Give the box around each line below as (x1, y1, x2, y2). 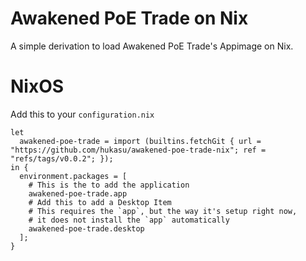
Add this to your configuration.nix (10, 108, 155, 120)
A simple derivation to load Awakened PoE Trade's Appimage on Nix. (10, 40, 294, 52)
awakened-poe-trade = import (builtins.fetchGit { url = (19, 136, 262, 146)
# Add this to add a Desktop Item (28, 197, 172, 207)
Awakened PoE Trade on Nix (10, 7, 249, 30)
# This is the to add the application (28, 180, 190, 190)
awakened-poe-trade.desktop (28, 223, 145, 234)
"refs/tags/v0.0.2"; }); (10, 153, 114, 164)
